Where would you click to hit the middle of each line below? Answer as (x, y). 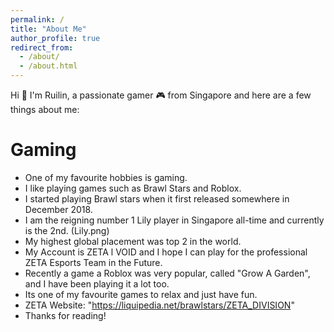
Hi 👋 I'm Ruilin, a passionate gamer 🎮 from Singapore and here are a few (161, 95)
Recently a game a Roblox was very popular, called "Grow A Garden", (167, 273)
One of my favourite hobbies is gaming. (106, 177)
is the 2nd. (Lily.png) (67, 230)
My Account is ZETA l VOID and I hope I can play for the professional (166, 252)
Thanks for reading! (65, 315)
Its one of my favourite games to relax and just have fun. (141, 294)
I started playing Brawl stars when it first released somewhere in (157, 198)
